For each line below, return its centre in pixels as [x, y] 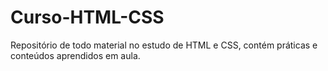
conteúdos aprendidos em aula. [75, 55]
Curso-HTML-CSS [87, 17]
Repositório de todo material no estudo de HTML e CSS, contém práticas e [164, 45]
